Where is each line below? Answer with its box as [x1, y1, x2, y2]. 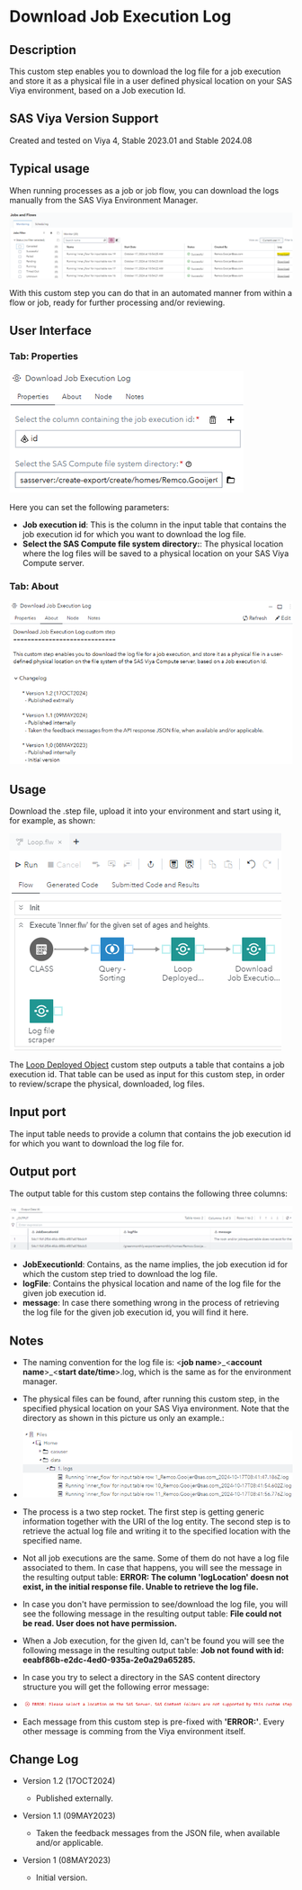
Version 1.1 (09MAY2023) [22, 1811, 116, 1822]
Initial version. [35, 1872, 88, 1883]
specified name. [22, 1534, 83, 1545]
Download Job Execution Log [9, 6, 232, 27]
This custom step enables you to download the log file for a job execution [9, 66, 281, 76]
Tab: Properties [9, 350, 79, 363]
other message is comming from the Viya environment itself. [22, 1725, 246, 1736]
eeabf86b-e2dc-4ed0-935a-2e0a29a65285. [22, 1654, 196, 1665]
